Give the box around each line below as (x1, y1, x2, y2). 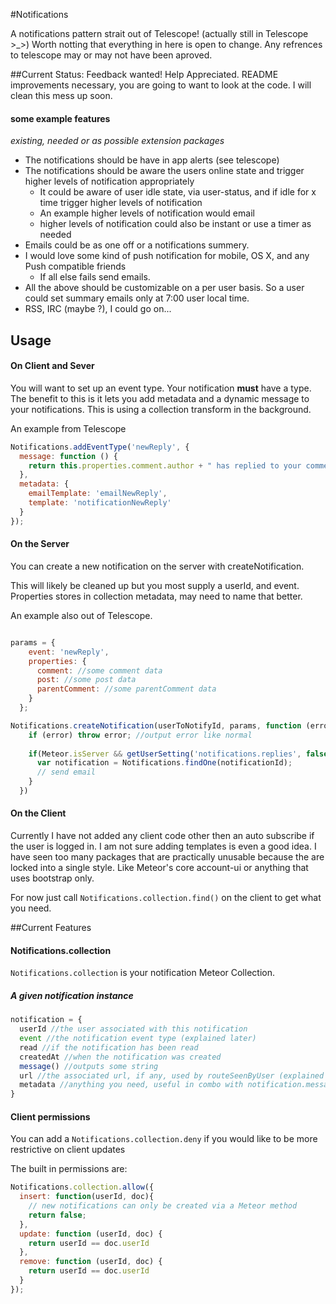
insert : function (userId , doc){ (19, 1192, 155, 1202)
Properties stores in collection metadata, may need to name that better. (10, 590, 303, 602)
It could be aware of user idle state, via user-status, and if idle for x (39, 186, 317, 198)
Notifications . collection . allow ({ (10, 1182, 155, 1193)
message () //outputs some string (19, 1061, 159, 1071)
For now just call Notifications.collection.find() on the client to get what (10, 892, 322, 904)
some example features (10, 112, 111, 124)
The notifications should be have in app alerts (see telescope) (24, 154, 280, 166)
